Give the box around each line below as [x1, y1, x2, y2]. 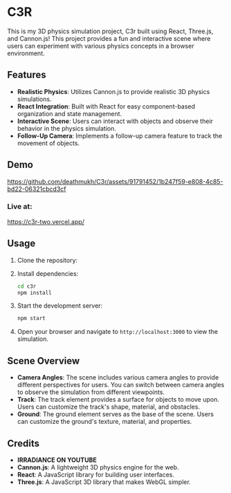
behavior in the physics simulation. [17, 124, 116, 132]
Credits [7, 437, 40, 449]
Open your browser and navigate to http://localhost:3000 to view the [17, 328, 219, 336]
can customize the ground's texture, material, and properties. [17, 418, 192, 426]
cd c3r [17, 283, 37, 290]
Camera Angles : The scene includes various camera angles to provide [17, 373, 219, 382]
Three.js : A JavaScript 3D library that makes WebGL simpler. [17, 478, 192, 486]
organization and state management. [17, 109, 122, 118]
